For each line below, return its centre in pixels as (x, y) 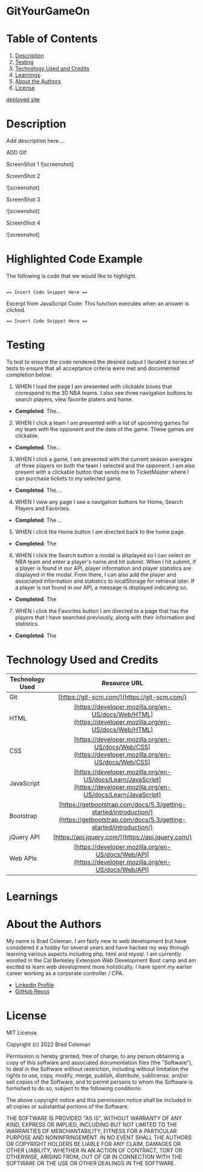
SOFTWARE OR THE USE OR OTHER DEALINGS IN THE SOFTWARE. (91, 1163)
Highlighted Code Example (75, 259)
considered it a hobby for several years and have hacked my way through (98, 947)
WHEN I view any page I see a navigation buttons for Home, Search (99, 502)
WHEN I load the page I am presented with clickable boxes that (93, 386)
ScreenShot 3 (23, 200)
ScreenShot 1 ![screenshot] (40, 164)
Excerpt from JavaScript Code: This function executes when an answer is (98, 303)
